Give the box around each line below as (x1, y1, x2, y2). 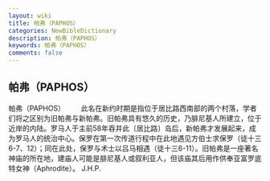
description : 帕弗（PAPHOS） (8, 34, 101, 42)
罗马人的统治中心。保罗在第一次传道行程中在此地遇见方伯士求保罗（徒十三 (14, 133, 262, 143)
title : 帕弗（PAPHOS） (8, 19, 80, 27)
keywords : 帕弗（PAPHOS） (8, 42, 91, 50)
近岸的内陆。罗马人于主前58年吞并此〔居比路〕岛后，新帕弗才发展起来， (8, 123, 249, 133)
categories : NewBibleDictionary (8, 26, 117, 34)
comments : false (8, 49, 63, 57)
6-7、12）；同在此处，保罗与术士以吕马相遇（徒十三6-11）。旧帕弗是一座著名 (8, 143, 259, 153)
